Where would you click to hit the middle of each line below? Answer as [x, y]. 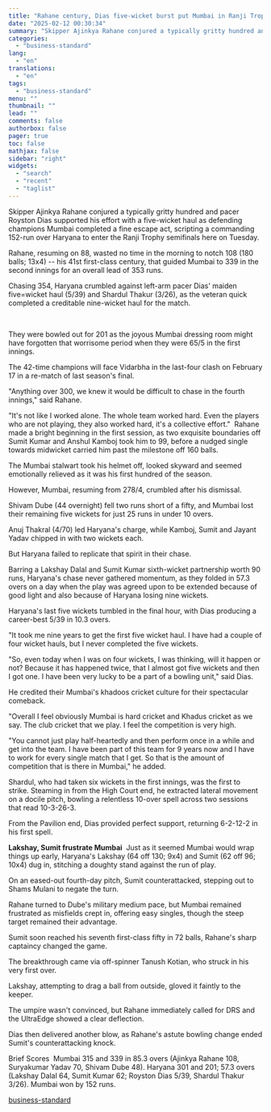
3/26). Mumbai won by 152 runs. [62, 1084]
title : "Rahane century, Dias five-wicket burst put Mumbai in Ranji [128, 16]
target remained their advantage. [63, 921]
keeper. [21, 994]
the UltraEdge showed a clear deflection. [76, 1018]
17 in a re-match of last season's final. [71, 376]
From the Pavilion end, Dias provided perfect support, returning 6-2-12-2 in [133, 823]
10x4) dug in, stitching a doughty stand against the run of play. [112, 864]
